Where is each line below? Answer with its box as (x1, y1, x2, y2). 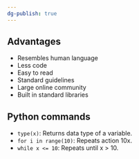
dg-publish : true (7, 10, 57, 17)
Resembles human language (17, 54, 98, 62)
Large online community (17, 84, 86, 92)
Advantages (7, 36, 61, 48)
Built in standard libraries (17, 91, 89, 99)
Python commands (7, 111, 91, 122)
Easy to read (17, 68, 53, 77)
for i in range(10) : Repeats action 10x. (17, 136, 133, 145)
